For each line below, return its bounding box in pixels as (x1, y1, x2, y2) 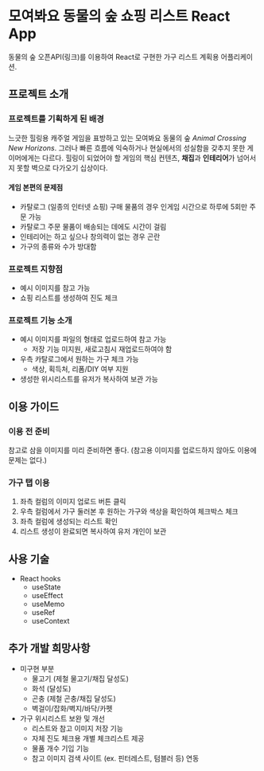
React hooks (19, 574, 61, 584)
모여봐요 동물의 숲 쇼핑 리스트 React (8, 7, 231, 25)
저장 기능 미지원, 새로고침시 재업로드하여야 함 (31, 344, 173, 354)
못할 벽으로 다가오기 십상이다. (16, 162, 109, 172)
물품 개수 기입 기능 (31, 744, 90, 753)
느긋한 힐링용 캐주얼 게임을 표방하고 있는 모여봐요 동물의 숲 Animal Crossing (8, 133, 247, 143)
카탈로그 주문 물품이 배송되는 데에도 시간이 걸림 (19, 221, 167, 231)
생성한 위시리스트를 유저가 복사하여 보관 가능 (19, 374, 159, 384)
